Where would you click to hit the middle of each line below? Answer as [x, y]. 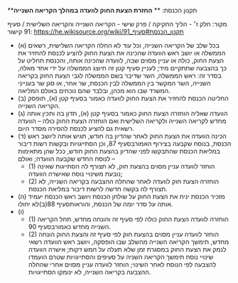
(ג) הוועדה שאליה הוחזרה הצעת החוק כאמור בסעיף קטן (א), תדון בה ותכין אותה [123, 113]
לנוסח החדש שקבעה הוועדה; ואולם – [66, 159]
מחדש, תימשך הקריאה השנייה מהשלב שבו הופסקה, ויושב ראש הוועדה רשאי [129, 242]
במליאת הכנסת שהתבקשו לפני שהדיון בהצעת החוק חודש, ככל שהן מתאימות [119, 151]
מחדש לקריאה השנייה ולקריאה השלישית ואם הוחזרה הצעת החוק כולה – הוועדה [122, 121]
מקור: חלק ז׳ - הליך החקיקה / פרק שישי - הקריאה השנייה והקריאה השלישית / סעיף [117, 24]
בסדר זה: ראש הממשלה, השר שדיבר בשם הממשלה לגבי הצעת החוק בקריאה [119, 75]
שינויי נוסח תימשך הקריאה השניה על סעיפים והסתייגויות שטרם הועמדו [121, 257]
